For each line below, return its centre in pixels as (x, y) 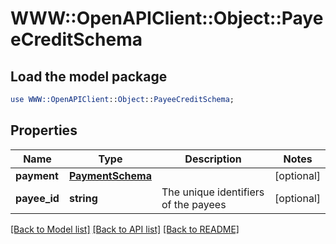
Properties (44, 130)
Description (213, 159)
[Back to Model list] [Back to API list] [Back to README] (125, 229)
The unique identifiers (213, 192)
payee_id (37, 198)
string (83, 198)
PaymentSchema (110, 175)
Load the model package (89, 76)
